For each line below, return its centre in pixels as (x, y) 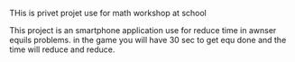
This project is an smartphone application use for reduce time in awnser (143, 30)
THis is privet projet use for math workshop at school (108, 13)
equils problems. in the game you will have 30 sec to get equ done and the (148, 40)
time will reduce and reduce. (62, 49)
